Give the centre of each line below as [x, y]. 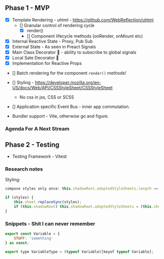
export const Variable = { [32, 234]
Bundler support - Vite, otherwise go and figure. [60, 116]
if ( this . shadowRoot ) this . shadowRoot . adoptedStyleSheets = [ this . [84, 206]
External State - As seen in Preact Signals [54, 47]
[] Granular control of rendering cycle [57, 25]
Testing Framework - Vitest [39, 156]
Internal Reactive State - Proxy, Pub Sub [52, 41]
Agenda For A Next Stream [37, 129]
